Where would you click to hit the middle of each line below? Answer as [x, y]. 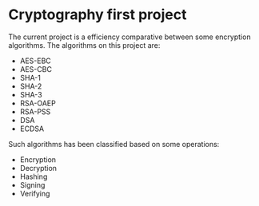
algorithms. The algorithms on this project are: [84, 45]
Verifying [35, 193]
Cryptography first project [98, 15]
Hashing [34, 176]
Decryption [38, 168]
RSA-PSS [35, 111]
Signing [32, 184]
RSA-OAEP [38, 103]
